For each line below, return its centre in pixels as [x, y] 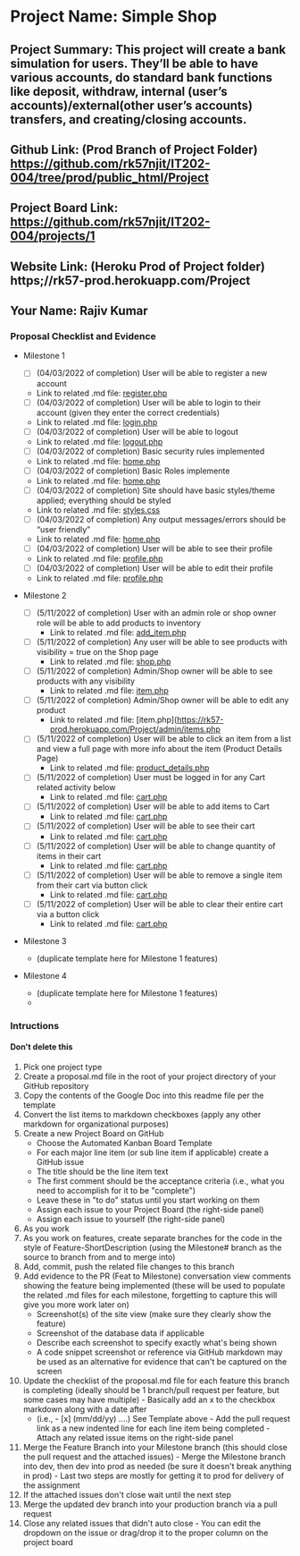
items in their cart [69, 855]
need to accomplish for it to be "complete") [116, 1190]
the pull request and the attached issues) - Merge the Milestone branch [154, 1457]
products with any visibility [86, 681]
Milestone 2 [45, 595]
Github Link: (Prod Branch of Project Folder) [134, 149]
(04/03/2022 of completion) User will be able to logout [137, 431]
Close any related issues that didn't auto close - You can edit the [142, 1523]
